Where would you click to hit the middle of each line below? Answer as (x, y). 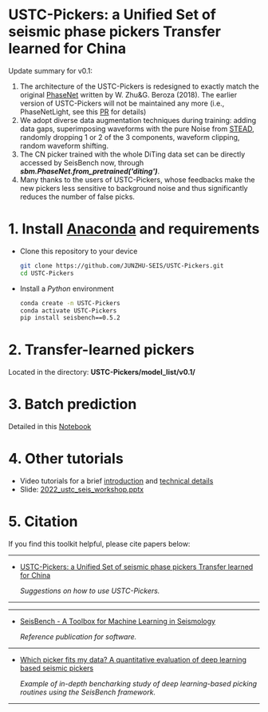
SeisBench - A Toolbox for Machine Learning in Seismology (118, 621)
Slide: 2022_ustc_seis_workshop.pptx (82, 490)
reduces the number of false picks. (77, 197)
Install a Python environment (67, 288)
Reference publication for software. (78, 636)
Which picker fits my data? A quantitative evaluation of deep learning (133, 660)
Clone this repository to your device (79, 251)
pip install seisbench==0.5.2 (70, 318)
